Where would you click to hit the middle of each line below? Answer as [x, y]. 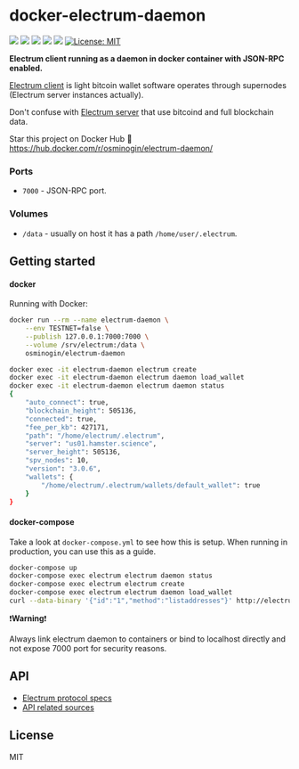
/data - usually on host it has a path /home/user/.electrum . [129, 233]
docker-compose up [43, 568]
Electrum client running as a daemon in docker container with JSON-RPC [147, 58]
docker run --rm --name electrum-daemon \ [89, 320]
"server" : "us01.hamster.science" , [91, 444]
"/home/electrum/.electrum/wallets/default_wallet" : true [151, 485]
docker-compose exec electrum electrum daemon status [111, 576]
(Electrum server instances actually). [77, 94]
